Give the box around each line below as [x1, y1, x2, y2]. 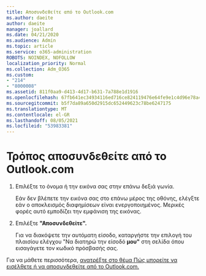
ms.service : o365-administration [6, 49, 92, 55]
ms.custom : [6, 72, 34, 78]
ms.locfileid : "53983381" [6, 123, 72, 129]
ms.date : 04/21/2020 [6, 32, 59, 38]
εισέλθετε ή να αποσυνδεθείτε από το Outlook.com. [6, 263, 140, 270]
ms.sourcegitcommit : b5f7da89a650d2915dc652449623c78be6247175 [6, 100, 172, 106]
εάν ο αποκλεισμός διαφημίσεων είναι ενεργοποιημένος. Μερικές [15, 201, 185, 209]
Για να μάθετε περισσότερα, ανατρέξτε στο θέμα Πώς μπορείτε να [6, 256, 178, 264]
